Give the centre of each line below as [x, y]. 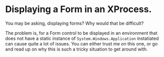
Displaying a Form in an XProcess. [78, 9]
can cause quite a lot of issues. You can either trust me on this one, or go [81, 43]
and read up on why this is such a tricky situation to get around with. [77, 49]
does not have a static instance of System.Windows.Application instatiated [82, 38]
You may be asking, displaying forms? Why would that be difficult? [75, 23]
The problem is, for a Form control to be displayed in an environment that [81, 33]
